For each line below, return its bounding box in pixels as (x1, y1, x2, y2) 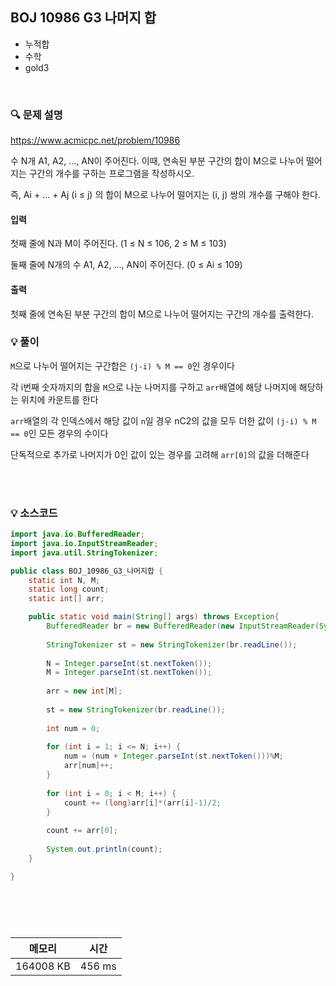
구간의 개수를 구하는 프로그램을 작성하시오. (28, 168, 195, 180)
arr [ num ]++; (63, 761, 114, 771)
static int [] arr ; (28, 594, 105, 604)
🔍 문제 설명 (10, 108, 63, 122)
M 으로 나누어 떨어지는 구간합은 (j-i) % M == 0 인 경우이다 (10, 359, 235, 372)
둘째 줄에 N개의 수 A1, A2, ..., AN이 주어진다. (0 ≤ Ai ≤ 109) (10, 259, 243, 271)
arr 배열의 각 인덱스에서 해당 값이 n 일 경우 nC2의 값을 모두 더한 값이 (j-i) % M (10, 414, 317, 427)
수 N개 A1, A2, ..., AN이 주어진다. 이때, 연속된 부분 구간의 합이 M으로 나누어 (10, 155, 305, 167)
